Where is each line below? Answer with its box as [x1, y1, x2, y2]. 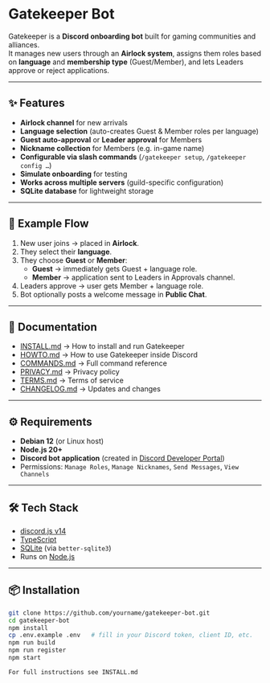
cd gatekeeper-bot [8, 616, 70, 624]
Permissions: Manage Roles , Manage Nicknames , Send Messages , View [19, 462, 239, 472]
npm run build [8, 639, 56, 647]
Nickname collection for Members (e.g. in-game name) [19, 143, 205, 153]
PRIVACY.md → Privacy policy [19, 367, 121, 377]
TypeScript [19, 535, 57, 544]
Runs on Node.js [19, 552, 75, 561]
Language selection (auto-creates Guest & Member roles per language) [19, 126, 260, 136]
